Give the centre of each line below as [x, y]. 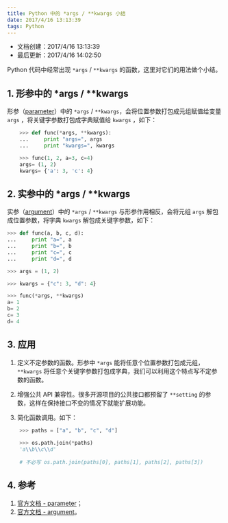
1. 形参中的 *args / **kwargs [68, 93]
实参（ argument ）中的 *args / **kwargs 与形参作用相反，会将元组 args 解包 [113, 212]
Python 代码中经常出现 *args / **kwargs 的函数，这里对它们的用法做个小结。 [114, 70]
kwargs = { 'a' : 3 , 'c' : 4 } [56, 171]
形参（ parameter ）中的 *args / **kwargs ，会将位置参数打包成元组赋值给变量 [114, 111]
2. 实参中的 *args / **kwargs [69, 194]
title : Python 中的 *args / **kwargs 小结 [66, 13]
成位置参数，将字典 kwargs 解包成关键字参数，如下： [81, 220]
